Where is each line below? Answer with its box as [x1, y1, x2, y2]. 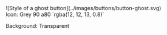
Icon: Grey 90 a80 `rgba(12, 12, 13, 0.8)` [5, 11, 104, 18]
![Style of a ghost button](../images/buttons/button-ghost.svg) [5, 5, 162, 11]
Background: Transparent [5, 23, 70, 29]
